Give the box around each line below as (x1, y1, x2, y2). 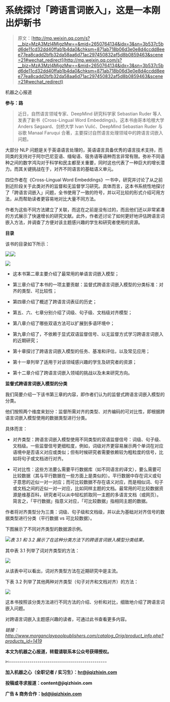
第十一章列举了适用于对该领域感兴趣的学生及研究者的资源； (12, 359, 137, 365)
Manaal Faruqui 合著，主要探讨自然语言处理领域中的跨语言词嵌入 (27, 130, 163, 136)
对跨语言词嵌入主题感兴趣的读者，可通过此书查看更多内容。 (5, 616, 130, 622)
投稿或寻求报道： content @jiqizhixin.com (5, 680, 93, 686)
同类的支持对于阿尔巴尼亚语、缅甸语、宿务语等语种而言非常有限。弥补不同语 (5, 153, 165, 159)
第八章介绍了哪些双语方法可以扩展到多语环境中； (12, 320, 115, 326)
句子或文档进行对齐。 (21, 455, 66, 461)
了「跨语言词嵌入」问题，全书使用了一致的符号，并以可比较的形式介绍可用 (5, 189, 160, 196)
